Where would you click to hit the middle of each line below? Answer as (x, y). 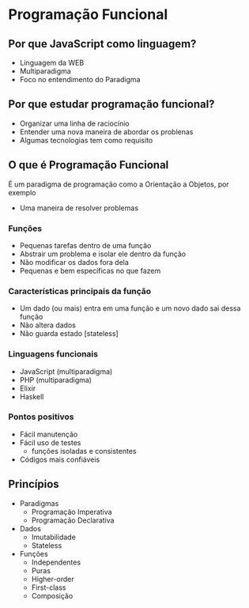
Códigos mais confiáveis (60, 459)
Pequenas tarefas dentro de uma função (85, 245)
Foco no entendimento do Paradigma (80, 79)
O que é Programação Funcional (89, 165)
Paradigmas (39, 503)
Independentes (56, 562)
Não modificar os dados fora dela (74, 262)
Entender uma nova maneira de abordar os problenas (106, 131)
